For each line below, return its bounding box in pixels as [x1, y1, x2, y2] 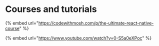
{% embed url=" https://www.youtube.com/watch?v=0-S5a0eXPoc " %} [5, 35, 152, 41]
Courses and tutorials [5, 3, 97, 15]
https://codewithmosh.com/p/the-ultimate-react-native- [38, 20, 154, 26]
